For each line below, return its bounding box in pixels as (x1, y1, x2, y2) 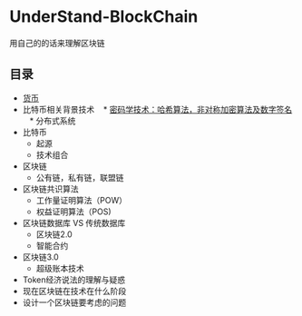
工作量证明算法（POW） (35, 194, 128, 205)
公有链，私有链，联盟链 (35, 172, 124, 183)
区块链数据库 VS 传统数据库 (22, 217, 126, 228)
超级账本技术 (35, 262, 84, 273)
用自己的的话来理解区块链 (9, 37, 105, 48)
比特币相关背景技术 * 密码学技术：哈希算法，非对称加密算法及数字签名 (22, 104, 293, 114)
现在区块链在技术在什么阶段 (22, 285, 127, 296)
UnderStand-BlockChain (9, 6, 199, 27)
